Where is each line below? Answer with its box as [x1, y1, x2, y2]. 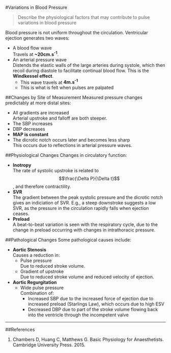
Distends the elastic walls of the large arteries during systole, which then [12, 62, 165, 68]
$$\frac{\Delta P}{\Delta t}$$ [59, 176, 120, 182]
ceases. [12, 210, 30, 217]
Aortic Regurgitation [12, 279, 57, 286]
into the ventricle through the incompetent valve [27, 312, 129, 318]
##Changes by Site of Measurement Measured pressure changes [5, 95, 142, 101]
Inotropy [12, 162, 32, 168]
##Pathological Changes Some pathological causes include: [5, 237, 131, 243]
